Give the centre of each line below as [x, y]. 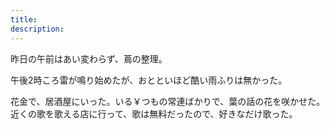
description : [37, 29]
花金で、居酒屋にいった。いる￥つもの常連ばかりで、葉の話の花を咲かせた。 [168, 101]
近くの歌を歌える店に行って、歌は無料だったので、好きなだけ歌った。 [154, 113]
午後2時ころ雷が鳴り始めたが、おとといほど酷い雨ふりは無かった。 [149, 80]
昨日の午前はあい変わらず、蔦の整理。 [89, 58]
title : [24, 19]
